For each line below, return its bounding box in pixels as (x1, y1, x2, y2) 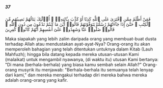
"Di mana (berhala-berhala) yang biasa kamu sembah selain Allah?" (5, 61, 142, 68)
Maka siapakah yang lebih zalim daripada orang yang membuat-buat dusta (5, 35, 157, 41)
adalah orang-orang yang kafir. (5, 77, 68, 83)
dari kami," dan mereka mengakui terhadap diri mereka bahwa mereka (5, 72, 147, 78)
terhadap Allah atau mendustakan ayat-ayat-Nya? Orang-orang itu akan (5, 41, 151, 47)
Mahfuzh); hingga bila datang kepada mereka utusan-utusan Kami (5, 51, 139, 57)
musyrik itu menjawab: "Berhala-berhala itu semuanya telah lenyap (18, 67, 154, 72)
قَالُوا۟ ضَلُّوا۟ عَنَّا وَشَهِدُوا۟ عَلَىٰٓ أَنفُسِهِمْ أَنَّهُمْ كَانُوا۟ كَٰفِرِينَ (5, 26, 115, 32)
